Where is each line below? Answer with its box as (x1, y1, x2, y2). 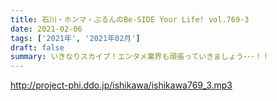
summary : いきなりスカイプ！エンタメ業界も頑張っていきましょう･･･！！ (10, 52, 270, 62)
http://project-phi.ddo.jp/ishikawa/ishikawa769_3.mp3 (10, 79, 233, 91)
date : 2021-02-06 (10, 24, 83, 34)
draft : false (10, 42, 65, 53)
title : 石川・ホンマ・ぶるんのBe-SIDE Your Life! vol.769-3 (10, 14, 250, 25)
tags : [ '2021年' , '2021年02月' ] (10, 33, 141, 43)
